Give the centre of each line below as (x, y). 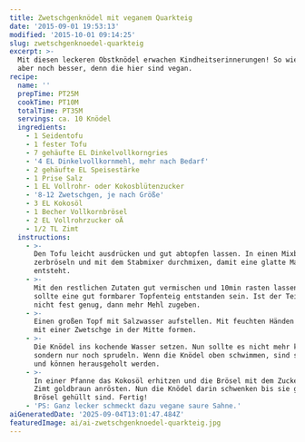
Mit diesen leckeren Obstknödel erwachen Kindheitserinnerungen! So (150, 60)
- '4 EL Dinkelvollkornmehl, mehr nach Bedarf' (117, 161)
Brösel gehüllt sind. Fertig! (90, 398)
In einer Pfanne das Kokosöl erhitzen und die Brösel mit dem (153, 381)
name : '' (34, 85)
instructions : (44, 237)
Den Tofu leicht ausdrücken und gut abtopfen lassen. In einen (156, 254)
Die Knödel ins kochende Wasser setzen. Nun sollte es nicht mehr (162, 347)
